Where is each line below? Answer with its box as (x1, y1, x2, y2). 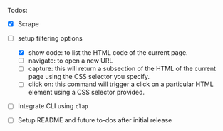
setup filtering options (17, 34, 83, 43)
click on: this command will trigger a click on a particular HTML (28, 80, 214, 88)
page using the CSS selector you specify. (28, 73, 150, 81)
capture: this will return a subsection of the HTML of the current (28, 64, 216, 73)
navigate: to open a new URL (28, 56, 113, 65)
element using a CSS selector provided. (28, 88, 145, 97)
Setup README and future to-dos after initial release (17, 116, 172, 125)
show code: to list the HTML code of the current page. (28, 48, 188, 57)
